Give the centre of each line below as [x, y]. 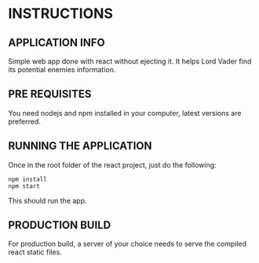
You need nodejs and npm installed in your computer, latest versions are [125, 113]
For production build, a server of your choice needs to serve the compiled [128, 244]
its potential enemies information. [62, 70]
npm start [24, 186]
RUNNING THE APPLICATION [80, 146]
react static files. [35, 252]
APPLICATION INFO [57, 43]
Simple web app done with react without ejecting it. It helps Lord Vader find [130, 61]
